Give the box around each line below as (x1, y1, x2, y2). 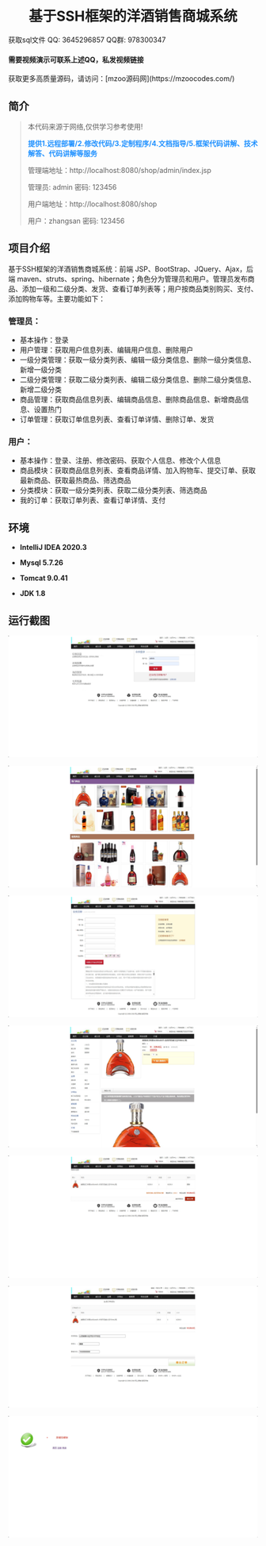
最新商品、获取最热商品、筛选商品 (19, 475, 131, 485)
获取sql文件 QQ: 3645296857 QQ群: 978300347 (8, 35, 166, 44)
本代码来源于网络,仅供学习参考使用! (27, 121, 143, 131)
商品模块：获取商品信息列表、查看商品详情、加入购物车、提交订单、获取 (19, 466, 256, 475)
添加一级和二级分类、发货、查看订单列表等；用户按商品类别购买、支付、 (21, 283, 258, 294)
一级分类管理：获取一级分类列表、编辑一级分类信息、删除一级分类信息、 (19, 355, 256, 365)
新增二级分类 (19, 385, 62, 394)
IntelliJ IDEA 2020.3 (19, 543, 87, 552)
